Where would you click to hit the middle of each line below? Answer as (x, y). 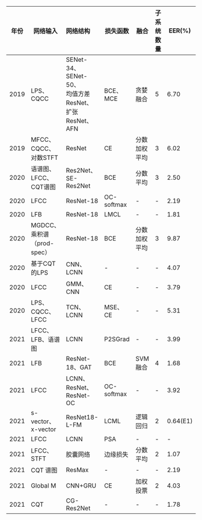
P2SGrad (117, 339)
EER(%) (180, 31)
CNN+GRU (81, 485)
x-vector (44, 429)
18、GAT (79, 367)
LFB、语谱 (45, 339)
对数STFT (44, 158)
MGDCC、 (45, 225)
